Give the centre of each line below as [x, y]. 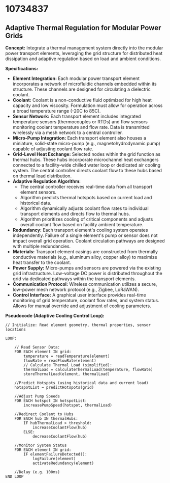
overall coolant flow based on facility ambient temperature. [82, 224]
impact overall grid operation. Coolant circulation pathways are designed [89, 241]
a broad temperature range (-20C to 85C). [57, 111]
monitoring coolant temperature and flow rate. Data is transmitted [81, 127]
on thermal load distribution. [42, 176]
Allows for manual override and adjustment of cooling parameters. [82, 306]
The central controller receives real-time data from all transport [86, 187]
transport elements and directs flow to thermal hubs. [75, 214]
